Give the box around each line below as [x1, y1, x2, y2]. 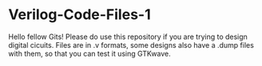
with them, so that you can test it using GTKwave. [8, 49, 172, 58]
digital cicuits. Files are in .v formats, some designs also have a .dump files [8, 40, 254, 49]
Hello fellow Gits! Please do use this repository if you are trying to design [8, 32, 248, 41]
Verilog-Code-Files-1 [8, 6, 151, 24]
